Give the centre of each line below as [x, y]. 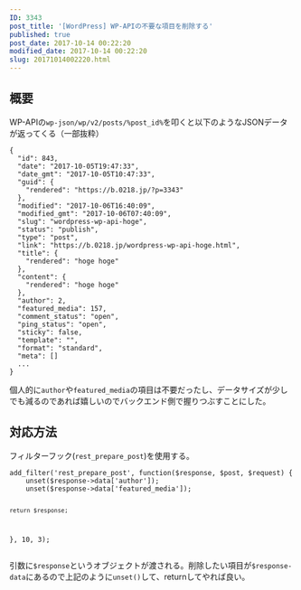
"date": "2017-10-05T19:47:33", [79, 166]
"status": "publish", [58, 229]
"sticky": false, [50, 332]
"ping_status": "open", [62, 324]
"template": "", [48, 340]
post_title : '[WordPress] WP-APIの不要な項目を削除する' [111, 26]
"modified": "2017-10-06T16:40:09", [86, 206]
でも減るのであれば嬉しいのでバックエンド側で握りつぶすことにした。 [140, 401]
